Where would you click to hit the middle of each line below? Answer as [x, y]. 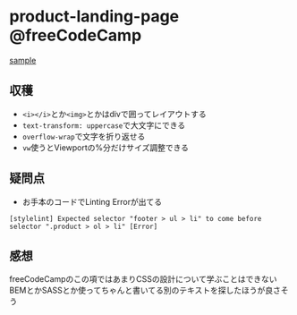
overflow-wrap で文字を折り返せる [84, 136]
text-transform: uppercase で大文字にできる [104, 125]
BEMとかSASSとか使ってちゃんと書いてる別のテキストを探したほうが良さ [145, 290]
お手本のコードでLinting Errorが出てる [92, 201]
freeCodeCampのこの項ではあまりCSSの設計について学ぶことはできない [143, 279]
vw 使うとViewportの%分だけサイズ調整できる [106, 147]
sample [23, 60]
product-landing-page [94, 17]
